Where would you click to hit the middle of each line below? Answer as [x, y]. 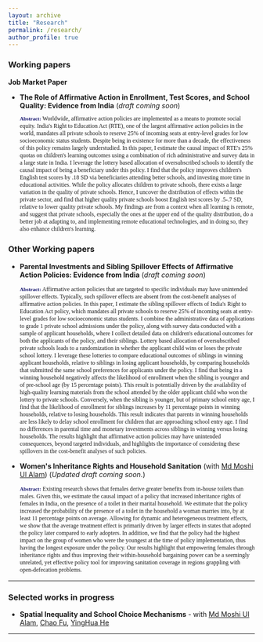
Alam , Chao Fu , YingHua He [64, 623]
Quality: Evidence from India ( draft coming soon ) [100, 105]
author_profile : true [43, 37]
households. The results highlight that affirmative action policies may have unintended [120, 436]
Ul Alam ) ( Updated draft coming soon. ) [83, 474]
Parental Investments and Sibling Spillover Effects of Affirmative [126, 266]
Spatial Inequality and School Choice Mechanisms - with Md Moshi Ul [134, 615]
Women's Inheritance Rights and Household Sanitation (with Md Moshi [136, 466]
